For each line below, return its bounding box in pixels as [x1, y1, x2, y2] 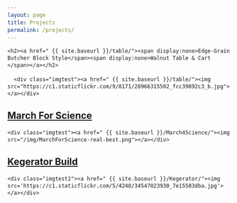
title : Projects [7, 18, 55, 26]
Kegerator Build [7, 155, 78, 168]
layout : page [7, 11, 46, 18]
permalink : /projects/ [7, 26, 75, 33]
